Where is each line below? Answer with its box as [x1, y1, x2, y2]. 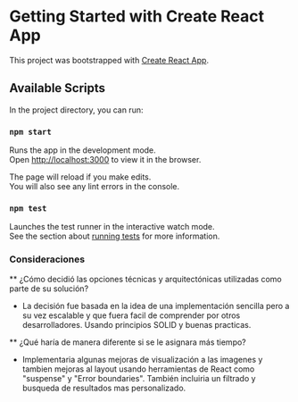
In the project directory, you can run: [9, 105, 144, 115]
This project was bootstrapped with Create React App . [9, 54, 210, 65]
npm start [9, 127, 52, 137]
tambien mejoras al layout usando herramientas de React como [21, 364, 255, 374]
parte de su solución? [9, 283, 89, 294]
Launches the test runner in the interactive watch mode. [9, 222, 216, 232]
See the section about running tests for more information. [9, 230, 220, 242]
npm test [9, 203, 47, 214]
